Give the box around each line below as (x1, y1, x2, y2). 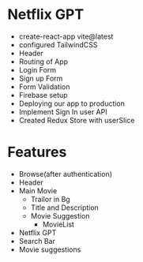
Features (7, 144, 67, 161)
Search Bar (18, 236, 56, 245)
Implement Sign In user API (18, 107, 107, 116)
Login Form (18, 65, 57, 74)
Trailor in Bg (30, 194, 70, 204)
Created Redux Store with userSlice (18, 115, 135, 125)
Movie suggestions (18, 245, 81, 254)
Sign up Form (18, 73, 63, 83)
